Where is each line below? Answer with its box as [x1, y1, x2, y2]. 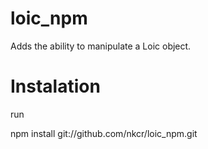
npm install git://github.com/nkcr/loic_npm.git [10, 127, 198, 139]
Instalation [10, 75, 101, 98]
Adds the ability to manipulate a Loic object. [10, 40, 192, 52]
